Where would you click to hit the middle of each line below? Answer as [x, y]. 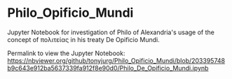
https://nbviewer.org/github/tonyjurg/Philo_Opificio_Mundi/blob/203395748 [116, 60]
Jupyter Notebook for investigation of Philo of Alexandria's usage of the [111, 32]
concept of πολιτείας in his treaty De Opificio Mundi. [83, 39]
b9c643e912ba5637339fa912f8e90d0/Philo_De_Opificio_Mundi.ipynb [108, 68]
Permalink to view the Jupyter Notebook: [66, 53]
